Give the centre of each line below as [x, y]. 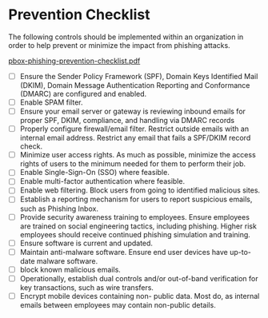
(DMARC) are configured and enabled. [83, 94]
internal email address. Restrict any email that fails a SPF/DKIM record [135, 138]
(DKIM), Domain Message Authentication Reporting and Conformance [135, 85]
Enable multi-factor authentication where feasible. [102, 181]
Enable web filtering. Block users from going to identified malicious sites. [140, 190]
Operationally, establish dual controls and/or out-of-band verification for [139, 278]
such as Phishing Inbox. [59, 209]
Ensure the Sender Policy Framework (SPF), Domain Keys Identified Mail [139, 76]
